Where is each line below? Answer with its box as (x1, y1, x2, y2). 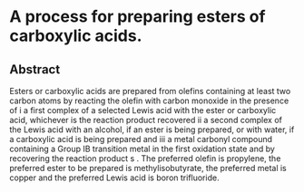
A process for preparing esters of (9, 6, 266, 27)
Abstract (9, 62, 61, 77)
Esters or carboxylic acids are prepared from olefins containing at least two (9, 86, 291, 96)
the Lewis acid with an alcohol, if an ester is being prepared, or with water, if (9, 124, 295, 135)
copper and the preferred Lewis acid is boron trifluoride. (9, 172, 220, 183)
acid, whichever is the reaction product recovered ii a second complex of (9, 115, 283, 125)
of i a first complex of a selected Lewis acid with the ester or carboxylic (9, 105, 277, 115)
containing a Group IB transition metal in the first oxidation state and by (9, 143, 275, 154)
